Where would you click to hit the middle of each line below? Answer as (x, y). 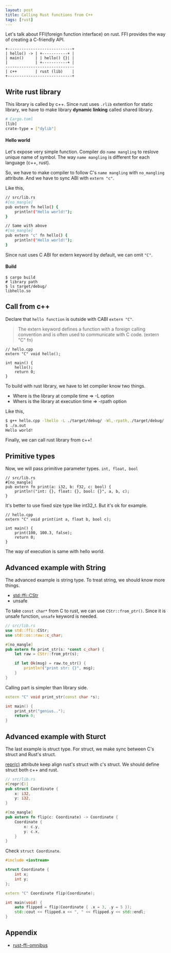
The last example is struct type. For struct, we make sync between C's (80, 749)
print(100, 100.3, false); (43, 533)
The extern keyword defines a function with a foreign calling (81, 329)
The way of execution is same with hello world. (55, 552)
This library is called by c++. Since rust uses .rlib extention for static (79, 104)
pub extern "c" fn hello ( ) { (36, 235)
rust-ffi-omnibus (30, 945)
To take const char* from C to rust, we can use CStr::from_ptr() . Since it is (85, 611)
